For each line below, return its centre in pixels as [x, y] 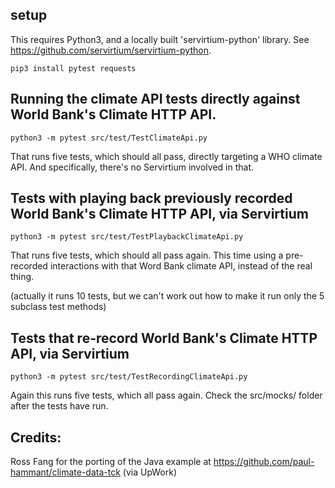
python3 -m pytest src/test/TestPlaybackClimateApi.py [127, 237]
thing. [22, 277]
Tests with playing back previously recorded [151, 198]
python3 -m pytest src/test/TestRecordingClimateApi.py [129, 377]
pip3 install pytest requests [73, 68]
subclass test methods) [58, 307]
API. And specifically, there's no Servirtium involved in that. [132, 167]
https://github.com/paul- [264, 462]
